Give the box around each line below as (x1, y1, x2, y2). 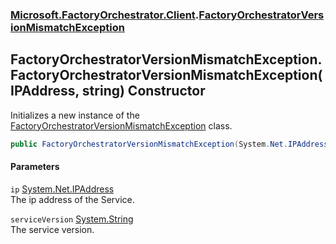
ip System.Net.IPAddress (10, 183, 115, 195)
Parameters (10, 161, 60, 173)
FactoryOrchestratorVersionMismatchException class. (10, 119, 233, 132)
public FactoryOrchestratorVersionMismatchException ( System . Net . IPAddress (10, 139, 329, 149)
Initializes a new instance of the (10, 109, 140, 121)
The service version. (10, 223, 95, 235)
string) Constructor (81, 83, 206, 100)
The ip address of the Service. (10, 193, 135, 205)
